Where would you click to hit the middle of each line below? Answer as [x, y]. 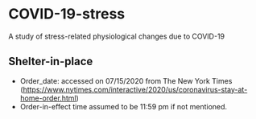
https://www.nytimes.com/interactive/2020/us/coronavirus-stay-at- [135, 89]
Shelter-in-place [51, 62]
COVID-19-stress [67, 14]
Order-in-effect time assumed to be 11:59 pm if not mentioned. [124, 106]
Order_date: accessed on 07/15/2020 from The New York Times [126, 80]
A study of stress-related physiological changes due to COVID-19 [117, 36]
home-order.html [48, 98]
